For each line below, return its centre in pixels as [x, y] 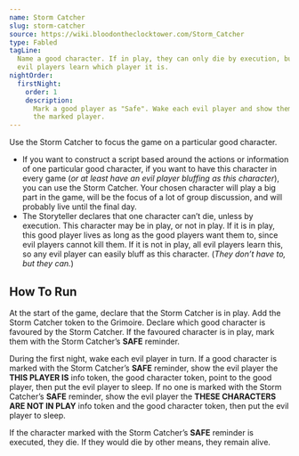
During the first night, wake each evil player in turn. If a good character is [143, 358]
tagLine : [25, 51]
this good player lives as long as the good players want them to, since [150, 235]
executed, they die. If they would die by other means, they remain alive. [140, 442]
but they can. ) [48, 264]
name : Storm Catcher [48, 17]
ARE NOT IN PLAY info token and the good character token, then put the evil [149, 405]
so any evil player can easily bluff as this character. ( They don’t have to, [154, 254]
